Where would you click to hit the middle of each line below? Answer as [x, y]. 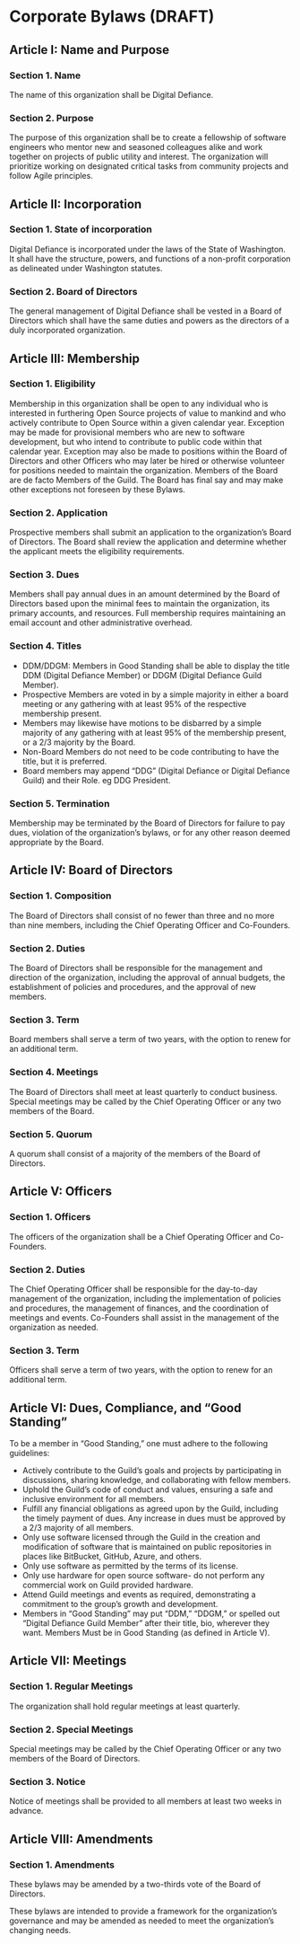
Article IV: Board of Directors [91, 870]
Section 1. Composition [60, 896]
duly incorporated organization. [67, 331]
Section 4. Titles [46, 646]
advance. [26, 1811]
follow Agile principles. [51, 176]
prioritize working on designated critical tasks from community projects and [149, 166]
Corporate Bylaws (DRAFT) [112, 17]
